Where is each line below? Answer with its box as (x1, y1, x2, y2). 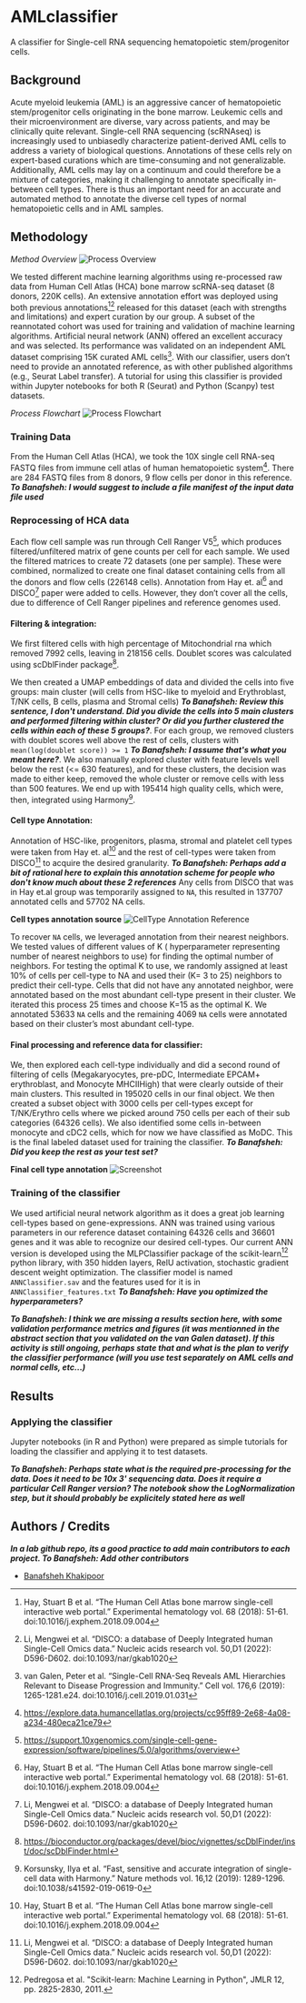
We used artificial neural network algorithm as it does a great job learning (10, 1207, 285, 1218)
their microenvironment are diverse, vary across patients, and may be (10, 116, 271, 126)
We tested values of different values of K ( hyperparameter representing (10, 941, 281, 952)
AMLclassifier (10, 6, 119, 27)
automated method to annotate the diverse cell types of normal (10, 193, 247, 204)
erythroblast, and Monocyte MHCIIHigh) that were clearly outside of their (10, 1079, 284, 1090)
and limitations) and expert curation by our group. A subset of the (10, 311, 255, 322)
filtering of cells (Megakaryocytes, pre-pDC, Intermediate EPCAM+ (10, 1069, 262, 1080)
